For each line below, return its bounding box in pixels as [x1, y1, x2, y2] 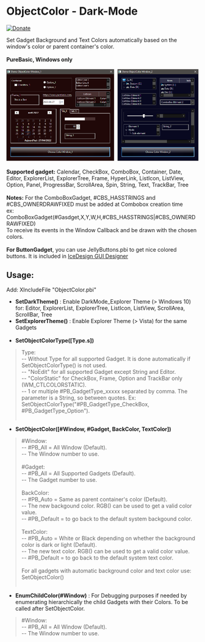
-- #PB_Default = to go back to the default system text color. [21, 554, 174, 561]
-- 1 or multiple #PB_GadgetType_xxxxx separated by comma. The [21, 388, 188, 395]
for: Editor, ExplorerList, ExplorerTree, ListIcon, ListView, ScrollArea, [15, 304, 185, 312]
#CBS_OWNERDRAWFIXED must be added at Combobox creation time [6, 200, 183, 208]
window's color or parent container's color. [6, 43, 115, 50]
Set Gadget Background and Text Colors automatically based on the [6, 36, 178, 43]
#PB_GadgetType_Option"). [21, 407, 90, 415]
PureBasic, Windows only [6, 56, 73, 63]
